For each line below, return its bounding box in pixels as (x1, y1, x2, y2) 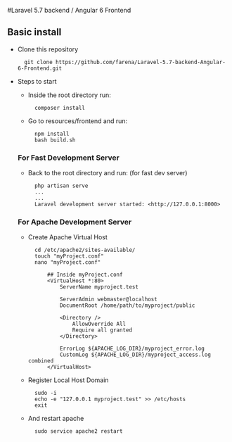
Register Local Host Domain (27, 376, 109, 384)
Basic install (7, 26, 62, 38)
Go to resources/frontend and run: (27, 116, 128, 125)
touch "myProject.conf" (34, 253, 104, 260)
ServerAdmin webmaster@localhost (59, 296, 158, 303)
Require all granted (72, 327, 132, 334)
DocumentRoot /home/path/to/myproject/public (59, 302, 195, 309)
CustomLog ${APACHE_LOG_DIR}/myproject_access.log (59, 351, 211, 358)
